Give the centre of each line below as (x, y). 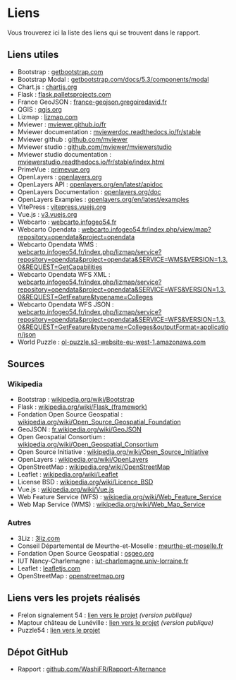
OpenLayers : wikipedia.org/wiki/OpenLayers (83, 460)
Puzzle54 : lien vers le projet (59, 630)
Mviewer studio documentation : (64, 154)
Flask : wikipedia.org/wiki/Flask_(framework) (82, 407)
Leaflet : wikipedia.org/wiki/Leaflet (68, 475)
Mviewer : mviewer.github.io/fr (62, 124)
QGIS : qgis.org (39, 109)
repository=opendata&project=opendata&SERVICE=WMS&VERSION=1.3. (123, 259)
